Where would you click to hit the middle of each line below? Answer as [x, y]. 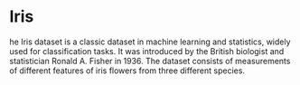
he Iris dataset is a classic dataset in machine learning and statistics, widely [150, 42]
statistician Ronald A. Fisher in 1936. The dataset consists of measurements [150, 61]
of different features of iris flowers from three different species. [127, 71]
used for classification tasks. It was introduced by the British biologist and [147, 51]
